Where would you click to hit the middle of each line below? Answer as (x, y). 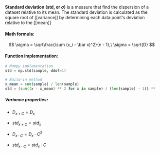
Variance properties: (27, 100)
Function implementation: (32, 56)
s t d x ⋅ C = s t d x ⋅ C (29, 145)
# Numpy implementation (29, 66)
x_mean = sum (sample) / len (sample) (42, 84)
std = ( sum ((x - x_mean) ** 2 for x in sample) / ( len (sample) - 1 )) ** (80, 88)
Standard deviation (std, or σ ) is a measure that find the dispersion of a (77, 7)
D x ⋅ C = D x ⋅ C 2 (27, 134)
